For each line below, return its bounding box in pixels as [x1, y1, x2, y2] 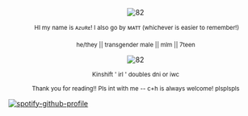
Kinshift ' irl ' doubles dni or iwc [91, 70, 180, 78]
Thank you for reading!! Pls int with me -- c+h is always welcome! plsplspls [32, 85, 240, 93]
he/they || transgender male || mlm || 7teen [76, 40, 195, 48]
